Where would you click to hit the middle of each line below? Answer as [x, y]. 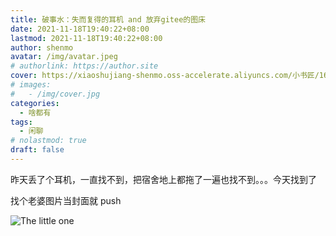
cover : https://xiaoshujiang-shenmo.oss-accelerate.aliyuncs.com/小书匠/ [165, 76]
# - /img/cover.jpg [55, 94]
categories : [35, 103]
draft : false [37, 150]
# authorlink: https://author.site [84, 66]
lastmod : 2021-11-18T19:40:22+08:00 [86, 38]
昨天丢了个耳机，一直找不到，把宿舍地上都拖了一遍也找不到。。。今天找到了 [163, 179]
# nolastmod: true [48, 141]
